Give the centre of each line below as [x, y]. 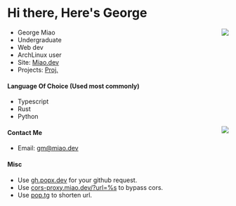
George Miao [36, 32]
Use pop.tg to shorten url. [55, 195]
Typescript [33, 102]
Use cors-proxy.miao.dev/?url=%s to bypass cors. [90, 187]
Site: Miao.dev [38, 62]
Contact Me [25, 132]
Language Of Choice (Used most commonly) [73, 86]
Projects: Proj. [38, 70]
